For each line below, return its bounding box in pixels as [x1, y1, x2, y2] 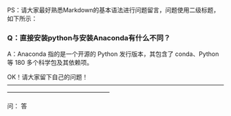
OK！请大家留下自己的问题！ [7, 73, 89, 81]
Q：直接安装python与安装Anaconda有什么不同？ [7, 33, 170, 42]
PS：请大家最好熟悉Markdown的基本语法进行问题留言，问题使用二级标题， [7, 6, 220, 14]
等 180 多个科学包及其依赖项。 [7, 59, 93, 67]
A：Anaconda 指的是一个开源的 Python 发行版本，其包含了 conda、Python [7, 50, 219, 58]
